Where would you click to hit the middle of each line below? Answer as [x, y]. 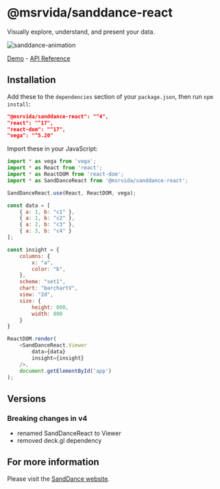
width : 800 [47, 314]
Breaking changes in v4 [47, 418]
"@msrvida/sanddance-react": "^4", [58, 116]
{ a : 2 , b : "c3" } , [47, 225]
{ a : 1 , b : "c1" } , [47, 212]
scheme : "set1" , [43, 282]
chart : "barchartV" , [49, 288]
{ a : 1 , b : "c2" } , [47, 218]
